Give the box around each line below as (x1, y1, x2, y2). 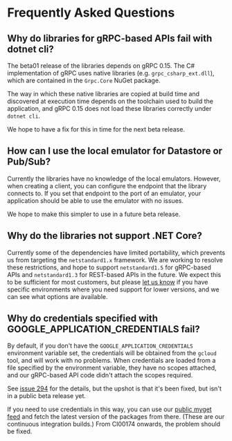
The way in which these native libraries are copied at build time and (7, 90, 199, 98)
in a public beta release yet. (7, 392, 87, 400)
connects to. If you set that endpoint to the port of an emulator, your (7, 189, 202, 197)
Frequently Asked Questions (7, 5, 175, 21)
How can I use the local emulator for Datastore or (7, 145, 223, 157)
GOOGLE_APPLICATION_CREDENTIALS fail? (7, 323, 201, 335)
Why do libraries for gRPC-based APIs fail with (7, 33, 213, 44)
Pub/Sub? (7, 156, 51, 168)
